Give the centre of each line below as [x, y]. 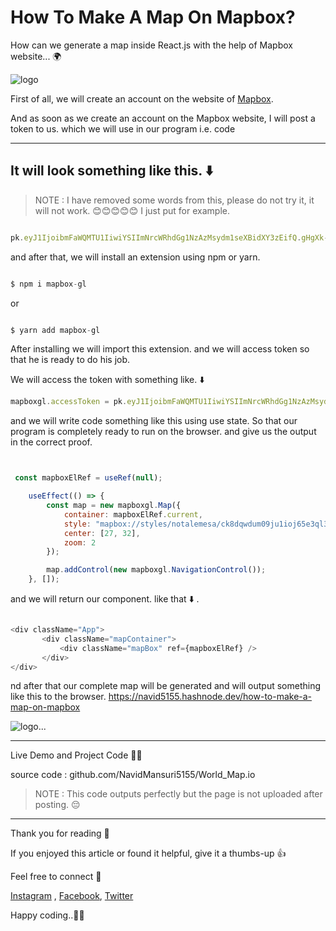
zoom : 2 [80, 542]
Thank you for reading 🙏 [60, 833]
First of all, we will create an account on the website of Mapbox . [142, 98]
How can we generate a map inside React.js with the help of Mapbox [151, 45]
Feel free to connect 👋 [56, 877]
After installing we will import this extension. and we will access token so [160, 349]
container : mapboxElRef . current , [133, 514]
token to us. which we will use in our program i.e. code [123, 128]
